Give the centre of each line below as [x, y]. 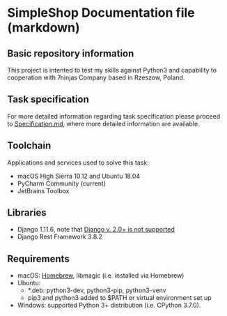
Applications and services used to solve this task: [78, 163]
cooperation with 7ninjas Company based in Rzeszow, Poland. [96, 77]
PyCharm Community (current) [62, 183]
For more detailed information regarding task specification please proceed [114, 116]
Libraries [27, 213]
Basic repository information [71, 53]
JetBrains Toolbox [43, 190]
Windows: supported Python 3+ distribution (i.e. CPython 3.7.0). [109, 306]
